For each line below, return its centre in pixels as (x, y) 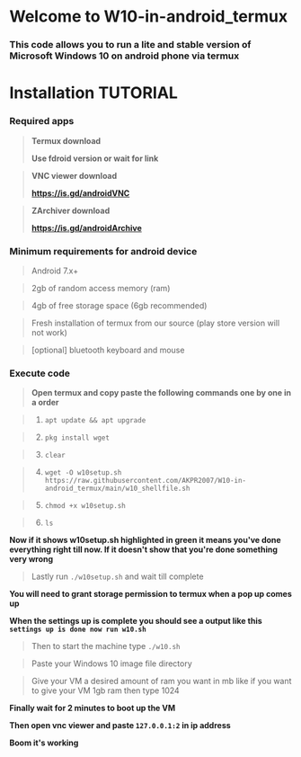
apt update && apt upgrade (95, 421)
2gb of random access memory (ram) (101, 288)
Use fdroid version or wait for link (95, 158)
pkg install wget (77, 438)
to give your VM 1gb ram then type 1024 (105, 690)
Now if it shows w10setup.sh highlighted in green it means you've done (145, 540)
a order (45, 403)
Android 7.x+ (55, 271)
